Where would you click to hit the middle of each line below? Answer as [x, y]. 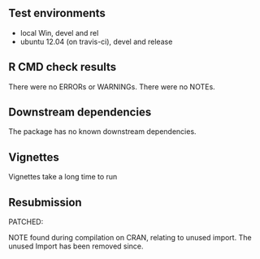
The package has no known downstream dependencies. [102, 132]
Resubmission [45, 202]
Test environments [57, 13]
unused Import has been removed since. [76, 246]
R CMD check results [63, 67]
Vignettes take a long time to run [63, 177]
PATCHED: [26, 222]
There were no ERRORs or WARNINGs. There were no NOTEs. [112, 86]
